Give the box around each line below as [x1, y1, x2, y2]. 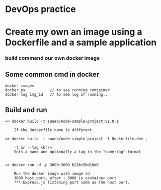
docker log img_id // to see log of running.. [5, 92, 108, 97]
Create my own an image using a [5, 26, 143, 38]
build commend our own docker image [5, 55, 100, 62]
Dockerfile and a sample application [5, 37, 157, 48]
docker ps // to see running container [5, 88, 110, 93]
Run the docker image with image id [14, 171, 90, 176]
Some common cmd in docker [5, 70, 99, 78]
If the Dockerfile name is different [14, 127, 92, 133]
